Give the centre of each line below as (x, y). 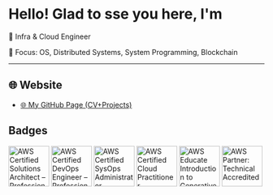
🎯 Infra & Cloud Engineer (50, 36)
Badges (28, 131)
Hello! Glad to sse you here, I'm (115, 14)
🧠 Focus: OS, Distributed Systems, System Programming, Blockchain (123, 52)
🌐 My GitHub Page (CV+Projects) (76, 104)
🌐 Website (35, 85)
